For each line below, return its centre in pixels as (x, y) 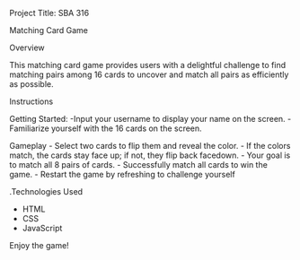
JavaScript (42, 228)
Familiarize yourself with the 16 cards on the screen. (106, 128)
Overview (27, 48)
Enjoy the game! (39, 245)
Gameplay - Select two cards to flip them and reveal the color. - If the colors (150, 146)
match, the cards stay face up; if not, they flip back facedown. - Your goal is (150, 155)
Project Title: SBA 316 (49, 13)
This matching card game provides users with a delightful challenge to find (147, 65)
